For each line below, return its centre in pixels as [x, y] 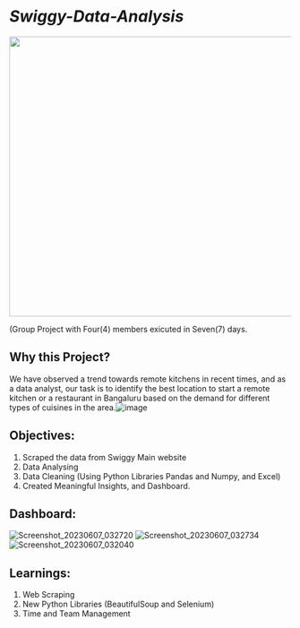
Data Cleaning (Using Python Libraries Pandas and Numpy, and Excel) [151, 476]
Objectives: [42, 436]
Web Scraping [48, 595]
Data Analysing [50, 467]
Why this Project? [60, 357]
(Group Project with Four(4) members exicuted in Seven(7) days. [129, 329]
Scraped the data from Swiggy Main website [104, 457]
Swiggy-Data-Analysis [97, 17]
